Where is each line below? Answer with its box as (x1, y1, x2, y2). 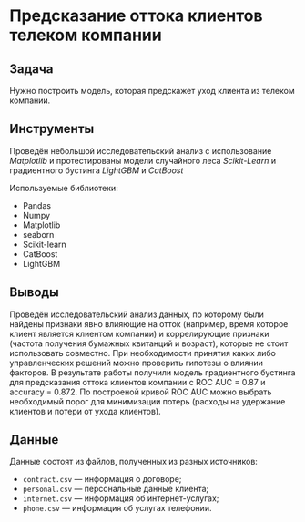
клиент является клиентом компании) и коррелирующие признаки (9, 328, 270, 339)
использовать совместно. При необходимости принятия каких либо (9, 347, 276, 358)
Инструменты (9, 121, 95, 137)
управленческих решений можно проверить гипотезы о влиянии (9, 357, 264, 368)
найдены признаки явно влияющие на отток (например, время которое (9, 318, 289, 329)
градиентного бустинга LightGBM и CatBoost (9, 165, 184, 176)
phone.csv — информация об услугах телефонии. (22, 503, 212, 514)
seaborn (22, 229, 55, 240)
